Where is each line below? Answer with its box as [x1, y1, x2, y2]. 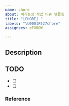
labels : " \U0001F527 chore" [5, 21, 61, 26]
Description [5, 48, 42, 57]
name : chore [5, 7, 30, 12]
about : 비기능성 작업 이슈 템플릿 [5, 12, 65, 17]
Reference [5, 96, 31, 103]
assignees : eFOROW [5, 26, 43, 31]
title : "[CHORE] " [5, 16, 43, 21]
